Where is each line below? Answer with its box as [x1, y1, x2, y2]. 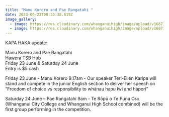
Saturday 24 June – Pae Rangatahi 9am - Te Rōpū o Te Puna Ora [5, 96, 139, 102]
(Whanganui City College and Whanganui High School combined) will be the [5, 101, 163, 107]
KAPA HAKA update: [5, 40, 48, 46]
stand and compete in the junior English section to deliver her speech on [5, 81, 155, 87]
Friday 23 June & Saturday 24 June [5, 60, 79, 66]
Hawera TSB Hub [5, 55, 41, 61]
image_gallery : [5, 17, 37, 22]
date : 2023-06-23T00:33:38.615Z [5, 12, 73, 17]
